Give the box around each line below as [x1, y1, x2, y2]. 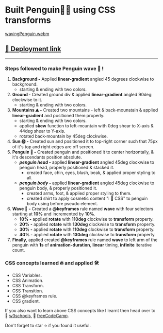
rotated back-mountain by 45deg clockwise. [19, 133, 108, 139]
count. [12, 247, 25, 253]
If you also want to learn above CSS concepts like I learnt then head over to [5, 308, 156, 314]
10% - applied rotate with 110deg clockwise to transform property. [19, 216, 154, 222]
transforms [5, 15, 51, 26]
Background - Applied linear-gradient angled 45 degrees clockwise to [12, 76, 154, 82]
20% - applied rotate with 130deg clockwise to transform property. [19, 221, 156, 228]
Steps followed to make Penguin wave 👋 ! [5, 65, 104, 72]
